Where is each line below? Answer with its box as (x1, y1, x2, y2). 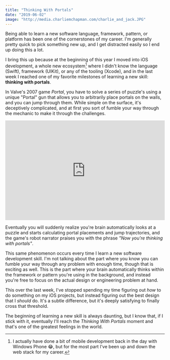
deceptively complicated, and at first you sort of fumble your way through (5, 105, 159, 111)
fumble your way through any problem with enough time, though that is (5, 261, 153, 267)
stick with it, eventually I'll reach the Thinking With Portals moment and (5, 318, 153, 325)
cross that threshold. (5, 303, 49, 309)
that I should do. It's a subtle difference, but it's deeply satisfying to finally (5, 298, 160, 304)
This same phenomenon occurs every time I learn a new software (5, 250, 142, 256)
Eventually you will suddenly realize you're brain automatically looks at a (5, 224, 156, 230)
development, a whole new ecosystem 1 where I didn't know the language (5, 62, 158, 69)
